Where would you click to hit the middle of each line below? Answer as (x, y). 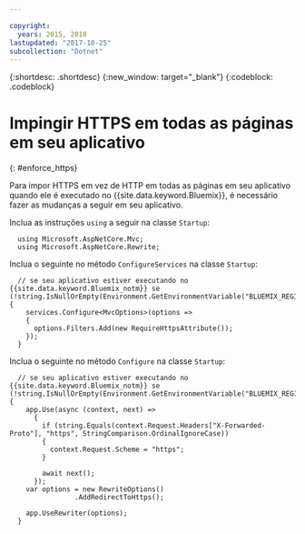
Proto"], (26, 434)
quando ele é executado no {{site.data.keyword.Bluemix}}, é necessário (144, 196)
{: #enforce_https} (44, 168)
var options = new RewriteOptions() (95, 489)
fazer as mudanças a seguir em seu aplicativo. (96, 205)
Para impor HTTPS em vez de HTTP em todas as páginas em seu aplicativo (150, 186)
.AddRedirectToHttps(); (119, 498)
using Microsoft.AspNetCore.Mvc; (81, 239)
